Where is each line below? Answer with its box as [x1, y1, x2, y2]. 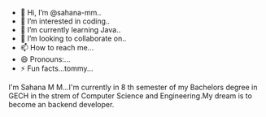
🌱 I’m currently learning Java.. [20, 25, 121, 34]
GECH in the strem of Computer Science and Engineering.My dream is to [8, 91, 252, 101]
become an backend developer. [8, 100, 115, 109]
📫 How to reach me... [20, 43, 94, 52]
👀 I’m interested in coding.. [20, 16, 111, 26]
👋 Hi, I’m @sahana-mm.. [20, 8, 102, 17]
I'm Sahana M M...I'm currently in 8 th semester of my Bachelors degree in [8, 82, 258, 92]
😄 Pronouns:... [20, 54, 71, 64]
